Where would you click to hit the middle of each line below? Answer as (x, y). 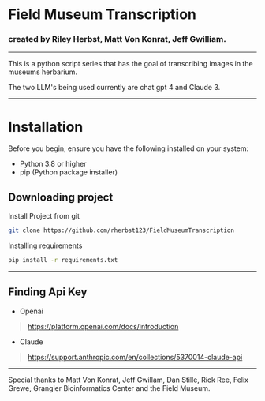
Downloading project (61, 197)
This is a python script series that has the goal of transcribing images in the (131, 64)
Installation (46, 127)
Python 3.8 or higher (53, 164)
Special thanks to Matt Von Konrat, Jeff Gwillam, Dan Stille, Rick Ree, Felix (128, 380)
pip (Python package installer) (69, 172)
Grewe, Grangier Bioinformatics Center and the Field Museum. (109, 388)
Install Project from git (44, 216)
